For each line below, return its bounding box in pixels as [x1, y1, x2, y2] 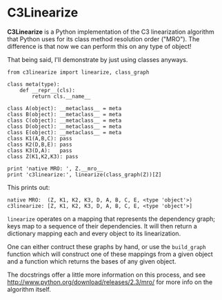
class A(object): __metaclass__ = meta [7, 105, 122, 111]
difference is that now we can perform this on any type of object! [7, 42, 192, 50]
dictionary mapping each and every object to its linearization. [7, 229, 181, 237]
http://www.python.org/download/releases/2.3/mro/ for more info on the [7, 277, 213, 286]
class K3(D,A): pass [7, 147, 72, 154]
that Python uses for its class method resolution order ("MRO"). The [7, 34, 200, 43]
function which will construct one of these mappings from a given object [7, 250, 214, 258]
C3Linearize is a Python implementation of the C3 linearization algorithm [7, 28, 215, 36]
